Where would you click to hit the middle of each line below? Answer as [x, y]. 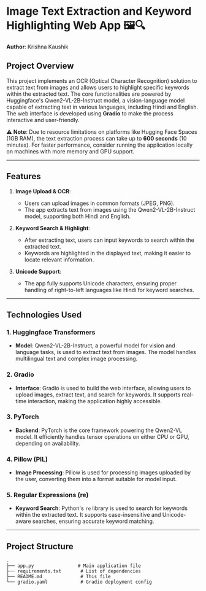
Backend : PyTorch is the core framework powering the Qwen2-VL [99, 430]
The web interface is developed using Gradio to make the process [90, 113]
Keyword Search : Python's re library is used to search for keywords [101, 508]
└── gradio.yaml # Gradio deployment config [79, 582]
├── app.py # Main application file [74, 566]
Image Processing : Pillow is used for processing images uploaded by [103, 473]
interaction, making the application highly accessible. [95, 401]
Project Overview [40, 66]
